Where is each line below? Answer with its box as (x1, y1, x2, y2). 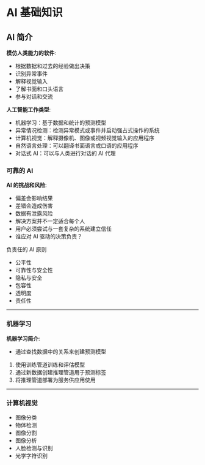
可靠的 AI (6, 166, 34, 175)
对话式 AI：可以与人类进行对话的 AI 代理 (15, 149, 116, 157)
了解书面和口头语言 (15, 85, 64, 93)
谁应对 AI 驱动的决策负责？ (15, 233, 83, 240)
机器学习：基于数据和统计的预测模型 (15, 119, 107, 126)
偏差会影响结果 (15, 194, 53, 202)
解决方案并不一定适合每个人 (15, 217, 85, 225)
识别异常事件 (15, 70, 48, 77)
